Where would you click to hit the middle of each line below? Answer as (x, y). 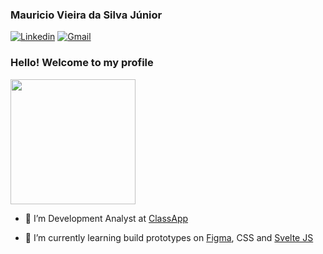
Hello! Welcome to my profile (82, 63)
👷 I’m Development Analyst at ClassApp (106, 218)
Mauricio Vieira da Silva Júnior (86, 15)
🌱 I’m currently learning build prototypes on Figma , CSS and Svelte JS (169, 237)
